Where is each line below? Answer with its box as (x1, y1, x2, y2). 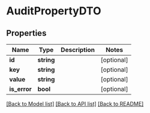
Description (61, 46, 95, 54)
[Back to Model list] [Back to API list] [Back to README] (6, 100, 144, 107)
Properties (6, 28, 47, 38)
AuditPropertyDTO (6, 4, 101, 18)
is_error (9, 85, 32, 93)
